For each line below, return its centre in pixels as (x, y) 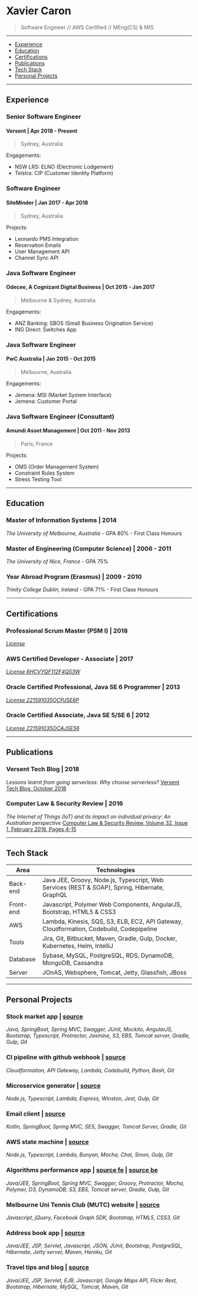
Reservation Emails (38, 245)
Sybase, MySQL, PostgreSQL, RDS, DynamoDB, (108, 955)
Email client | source (36, 1114)
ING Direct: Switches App (45, 329)
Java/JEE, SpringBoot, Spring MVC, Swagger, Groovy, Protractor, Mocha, (95, 1183)
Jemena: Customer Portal (46, 401)
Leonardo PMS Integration (46, 238)
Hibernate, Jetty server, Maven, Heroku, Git (59, 1252)
